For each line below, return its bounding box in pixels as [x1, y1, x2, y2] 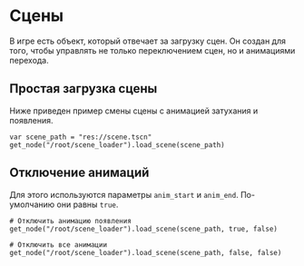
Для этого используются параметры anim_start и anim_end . [9, 189, 239, 200]
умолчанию [9, 199, 55, 210]
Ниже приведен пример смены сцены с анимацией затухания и [9, 105, 259, 116]
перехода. [9, 54, 50, 65]
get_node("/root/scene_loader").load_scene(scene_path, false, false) [9, 248, 282, 257]
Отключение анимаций [9, 165, 150, 181]
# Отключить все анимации [9, 240, 107, 250]
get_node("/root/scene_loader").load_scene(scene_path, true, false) [9, 224, 279, 233]
